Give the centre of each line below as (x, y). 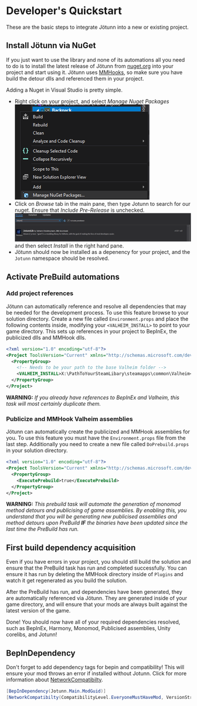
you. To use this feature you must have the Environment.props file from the (96, 438)
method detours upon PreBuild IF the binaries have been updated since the (97, 523)
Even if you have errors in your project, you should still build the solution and (98, 562)
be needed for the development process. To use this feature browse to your (98, 312)
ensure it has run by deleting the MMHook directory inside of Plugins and (95, 574)
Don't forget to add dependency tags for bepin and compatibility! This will (95, 667)
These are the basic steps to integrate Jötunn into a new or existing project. (97, 27)
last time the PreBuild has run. (43, 529)
